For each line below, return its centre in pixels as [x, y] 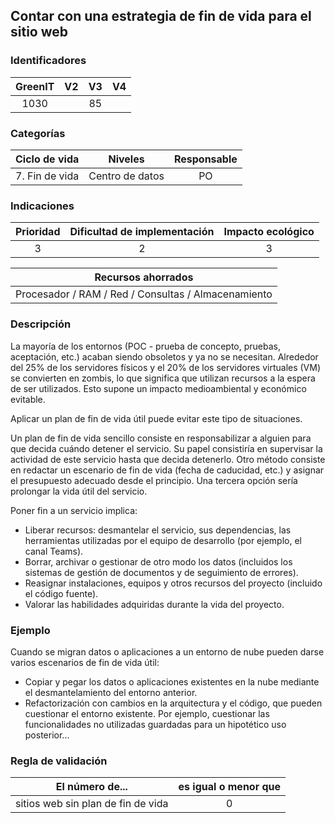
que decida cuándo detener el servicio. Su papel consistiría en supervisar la [166, 448]
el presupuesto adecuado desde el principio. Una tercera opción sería [154, 480]
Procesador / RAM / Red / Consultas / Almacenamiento [144, 294]
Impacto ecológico [269, 232]
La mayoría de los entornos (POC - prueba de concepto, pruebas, [145, 346]
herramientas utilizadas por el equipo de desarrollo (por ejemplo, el [163, 540]
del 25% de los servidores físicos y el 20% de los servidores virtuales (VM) [166, 367]
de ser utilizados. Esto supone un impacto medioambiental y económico [158, 388]
